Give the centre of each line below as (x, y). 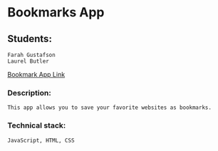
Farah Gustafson (31, 55)
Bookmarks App (56, 12)
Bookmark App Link (36, 74)
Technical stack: (37, 125)
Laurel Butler (28, 61)
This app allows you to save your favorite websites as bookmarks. (110, 108)
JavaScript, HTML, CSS (41, 140)
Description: (29, 93)
